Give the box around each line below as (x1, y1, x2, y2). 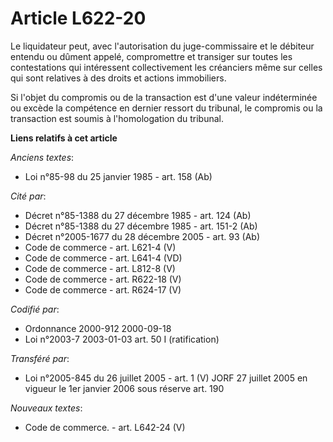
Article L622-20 (10, 7, 147, 30)
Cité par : (10, 190, 47, 202)
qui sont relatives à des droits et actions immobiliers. (10, 72, 227, 84)
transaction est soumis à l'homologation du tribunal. (10, 112, 225, 124)
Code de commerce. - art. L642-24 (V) (24, 421, 186, 433)
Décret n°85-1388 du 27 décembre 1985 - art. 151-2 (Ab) (24, 220, 258, 232)
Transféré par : (10, 352, 70, 364)
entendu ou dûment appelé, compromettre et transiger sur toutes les (10, 50, 293, 62)
